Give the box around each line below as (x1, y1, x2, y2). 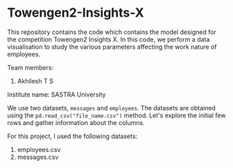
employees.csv (17, 145, 61, 153)
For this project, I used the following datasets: (7, 132, 138, 140)
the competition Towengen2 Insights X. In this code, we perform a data (7, 35, 210, 43)
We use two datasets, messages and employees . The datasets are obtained (7, 103, 216, 112)
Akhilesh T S (17, 76, 53, 85)
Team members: (7, 63, 54, 72)
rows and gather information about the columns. (7, 118, 145, 126)
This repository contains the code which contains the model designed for (7, 28, 216, 36)
